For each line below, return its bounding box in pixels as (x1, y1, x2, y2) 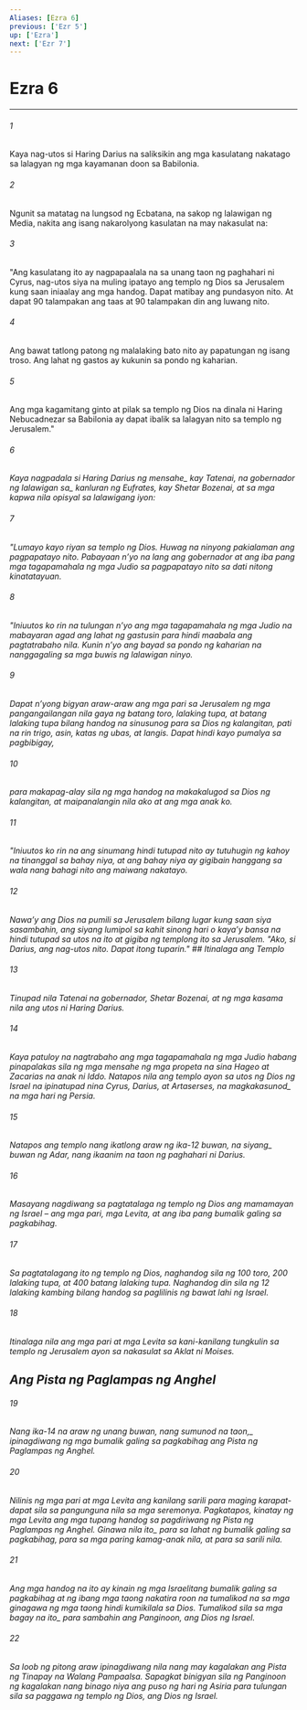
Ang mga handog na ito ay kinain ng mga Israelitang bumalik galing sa (9, 1583, 277, 1594)
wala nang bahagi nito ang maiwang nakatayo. (9, 865, 188, 876)
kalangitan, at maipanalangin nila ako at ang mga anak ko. (9, 796, 233, 807)
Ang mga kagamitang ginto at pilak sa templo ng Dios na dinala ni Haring (9, 404, 283, 415)
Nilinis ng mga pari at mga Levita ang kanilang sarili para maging (9, 1494, 258, 1505)
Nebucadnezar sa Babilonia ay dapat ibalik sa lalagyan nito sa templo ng (9, 413, 281, 425)
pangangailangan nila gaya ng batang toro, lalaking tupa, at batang (9, 708, 268, 719)
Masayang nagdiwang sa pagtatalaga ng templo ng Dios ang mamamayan (9, 1199, 294, 1210)
